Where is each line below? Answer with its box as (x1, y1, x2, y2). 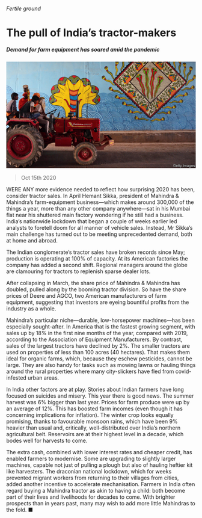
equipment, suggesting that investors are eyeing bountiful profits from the (6, 298, 189, 306)
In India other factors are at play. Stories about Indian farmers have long (6, 386, 185, 393)
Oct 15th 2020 (20, 174, 57, 182)
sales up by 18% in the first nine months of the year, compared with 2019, (6, 330, 188, 337)
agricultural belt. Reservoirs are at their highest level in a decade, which (6, 431, 184, 438)
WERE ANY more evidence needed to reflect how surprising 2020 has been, (6, 186, 195, 193)
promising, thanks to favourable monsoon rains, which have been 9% (6, 418, 179, 425)
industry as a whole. (6, 305, 57, 312)
